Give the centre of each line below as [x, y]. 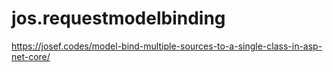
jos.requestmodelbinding [118, 18]
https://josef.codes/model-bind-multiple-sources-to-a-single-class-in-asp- [167, 46]
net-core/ [31, 56]
